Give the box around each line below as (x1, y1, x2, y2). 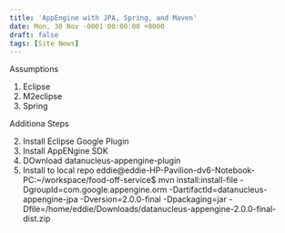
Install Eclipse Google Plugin (22, 136, 129, 147)
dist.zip (22, 213, 51, 224)
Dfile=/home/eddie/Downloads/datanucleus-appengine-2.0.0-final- (22, 204, 277, 215)
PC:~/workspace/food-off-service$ (22, 175, 157, 186)
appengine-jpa (22, 194, 79, 205)
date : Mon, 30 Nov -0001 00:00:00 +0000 (9, 22, 166, 31)
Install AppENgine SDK (22, 146, 109, 157)
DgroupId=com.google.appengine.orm (22, 184, 168, 196)
